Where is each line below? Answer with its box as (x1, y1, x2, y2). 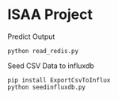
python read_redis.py (7, 47, 79, 55)
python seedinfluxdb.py (7, 83, 86, 91)
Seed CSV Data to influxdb (7, 61, 94, 70)
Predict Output (7, 32, 55, 41)
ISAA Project (7, 6, 93, 24)
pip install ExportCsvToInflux (7, 76, 111, 84)
